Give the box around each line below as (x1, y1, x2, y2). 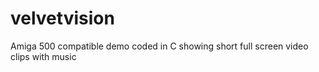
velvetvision (10, 7, 115, 30)
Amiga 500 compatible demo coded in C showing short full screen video (10, 40, 309, 52)
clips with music (10, 50, 77, 62)
